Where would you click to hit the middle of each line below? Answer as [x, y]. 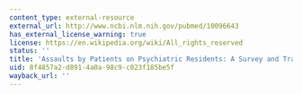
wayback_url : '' [40, 76]
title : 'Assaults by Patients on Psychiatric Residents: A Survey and [144, 59]
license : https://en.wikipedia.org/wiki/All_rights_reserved [126, 43]
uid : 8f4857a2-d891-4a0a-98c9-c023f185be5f [92, 68]
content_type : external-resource [72, 17]
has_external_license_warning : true [78, 34]
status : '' [30, 51]
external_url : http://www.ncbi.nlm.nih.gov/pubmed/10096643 [124, 26]
